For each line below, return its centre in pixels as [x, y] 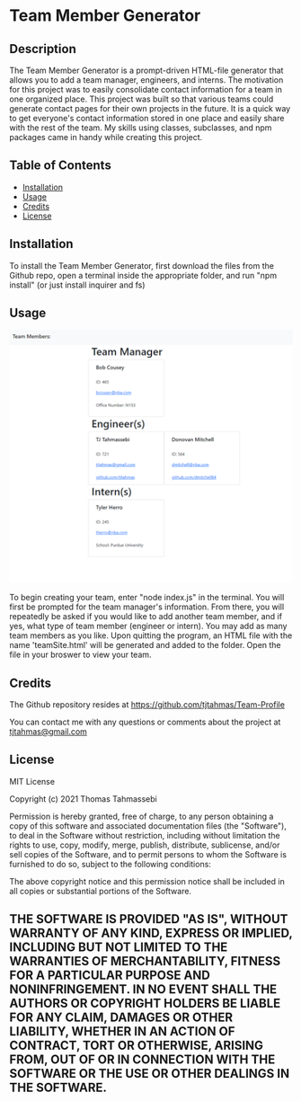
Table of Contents [61, 166]
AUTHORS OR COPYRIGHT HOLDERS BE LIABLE [145, 1003]
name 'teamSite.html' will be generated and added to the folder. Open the [145, 645]
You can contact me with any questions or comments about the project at [145, 722]
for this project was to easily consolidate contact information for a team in [146, 89]
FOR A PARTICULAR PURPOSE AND [110, 976]
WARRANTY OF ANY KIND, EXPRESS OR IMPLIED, [151, 933]
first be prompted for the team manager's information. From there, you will [147, 607]
